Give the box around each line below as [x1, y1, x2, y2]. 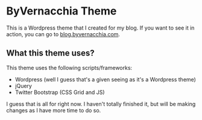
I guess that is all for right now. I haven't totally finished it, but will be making [6, 100, 196, 107]
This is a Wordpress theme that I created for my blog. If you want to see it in [6, 24, 195, 31]
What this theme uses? [6, 48, 95, 58]
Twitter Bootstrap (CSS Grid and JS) [14, 89, 105, 96]
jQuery [14, 82, 32, 89]
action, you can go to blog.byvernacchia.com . [6, 30, 121, 37]
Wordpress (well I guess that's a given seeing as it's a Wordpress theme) [14, 75, 196, 83]
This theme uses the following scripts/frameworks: [6, 64, 133, 71]
